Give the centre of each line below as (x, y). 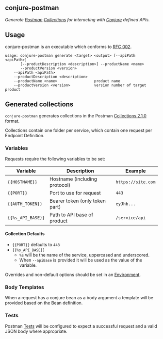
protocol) (60, 185)
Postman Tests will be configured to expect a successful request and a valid (81, 326)
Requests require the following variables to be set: (55, 159)
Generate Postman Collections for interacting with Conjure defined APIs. (77, 19)
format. (12, 121)
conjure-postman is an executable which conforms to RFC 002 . (68, 47)
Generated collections (39, 105)
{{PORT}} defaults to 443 (36, 244)
